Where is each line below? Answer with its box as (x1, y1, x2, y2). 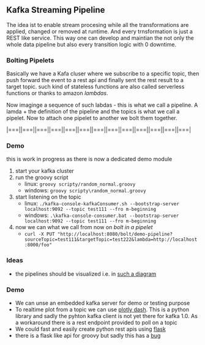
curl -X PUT (24, 231, 55, 238)
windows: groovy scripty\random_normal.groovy (24, 187, 146, 194)
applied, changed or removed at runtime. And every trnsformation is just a (6, 28, 193, 35)
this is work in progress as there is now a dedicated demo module (6, 156, 173, 163)
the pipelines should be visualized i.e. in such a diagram (15, 270, 157, 278)
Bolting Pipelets (6, 56, 54, 64)
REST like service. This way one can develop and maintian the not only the (6, 34, 194, 42)
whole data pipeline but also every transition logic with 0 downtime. (6, 40, 176, 48)
